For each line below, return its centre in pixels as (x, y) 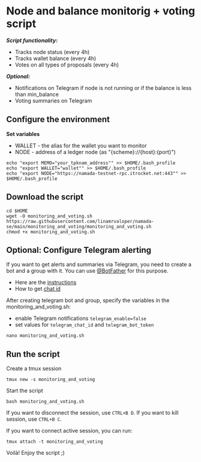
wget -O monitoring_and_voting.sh (49, 216)
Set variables (23, 134)
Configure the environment (58, 120)
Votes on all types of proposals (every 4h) (67, 65)
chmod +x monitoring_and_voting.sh (51, 232)
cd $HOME (17, 211)
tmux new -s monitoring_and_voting (51, 380)
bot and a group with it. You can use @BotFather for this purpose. (87, 271)
